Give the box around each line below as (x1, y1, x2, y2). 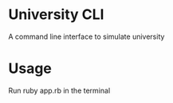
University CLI (8, 6, 104, 24)
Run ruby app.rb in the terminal (8, 86, 111, 95)
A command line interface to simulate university (8, 32, 165, 41)
